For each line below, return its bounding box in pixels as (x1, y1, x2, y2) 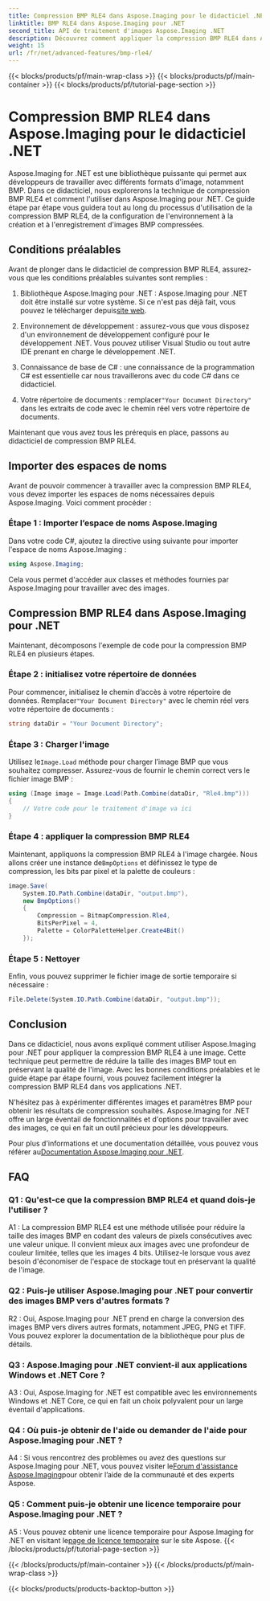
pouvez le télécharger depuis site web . (19, 305, 147, 315)
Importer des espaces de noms (8, 459, 167, 473)
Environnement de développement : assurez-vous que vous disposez (19, 321, 250, 330)
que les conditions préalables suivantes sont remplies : (26, 272, 208, 282)
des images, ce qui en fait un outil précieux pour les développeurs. (8, 1122, 229, 1133)
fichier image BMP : (8, 774, 74, 784)
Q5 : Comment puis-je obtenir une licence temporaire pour (8, 1499, 241, 1510)
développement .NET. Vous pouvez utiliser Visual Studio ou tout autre (19, 338, 251, 348)
